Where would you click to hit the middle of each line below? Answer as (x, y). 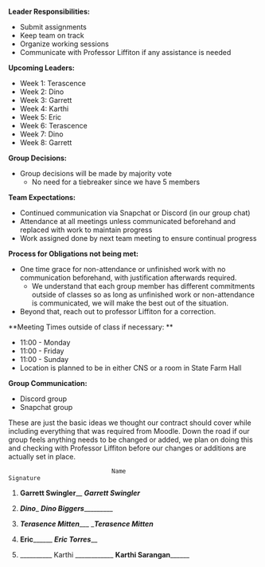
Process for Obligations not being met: (74, 254)
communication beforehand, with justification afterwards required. (128, 278)
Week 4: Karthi (44, 108)
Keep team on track (52, 35)
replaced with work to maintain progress (86, 230)
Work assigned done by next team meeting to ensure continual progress (138, 238)
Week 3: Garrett (46, 100)
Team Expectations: (42, 197)
